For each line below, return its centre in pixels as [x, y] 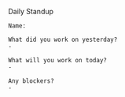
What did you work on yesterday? [63, 39]
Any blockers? [31, 81]
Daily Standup [31, 11]
